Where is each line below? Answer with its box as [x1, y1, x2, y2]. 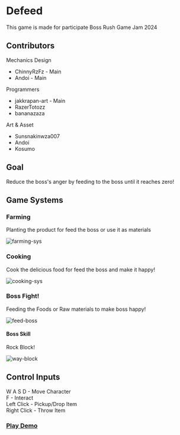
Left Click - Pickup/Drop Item [6, 400, 78, 407]
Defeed [6, 4, 43, 18]
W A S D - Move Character [6, 388, 71, 395]
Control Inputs [6, 372, 60, 382]
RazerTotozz [14, 103, 46, 111]
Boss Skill [6, 330, 31, 337]
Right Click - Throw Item [6, 407, 66, 414]
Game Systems [6, 195, 63, 205]
